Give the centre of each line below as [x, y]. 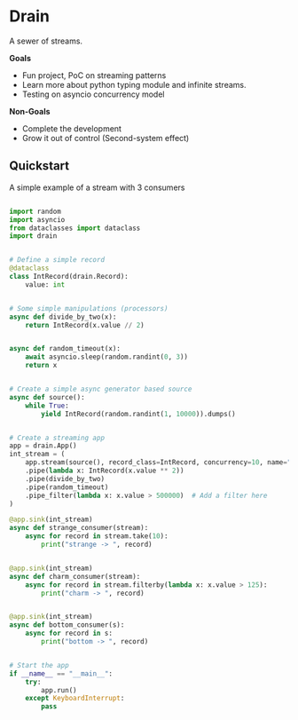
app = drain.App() [43, 446]
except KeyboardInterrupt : [75, 699]
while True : [47, 406]
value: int [45, 285]
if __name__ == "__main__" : [61, 673]
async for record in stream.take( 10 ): [97, 536]
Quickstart [39, 166]
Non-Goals [30, 111]
